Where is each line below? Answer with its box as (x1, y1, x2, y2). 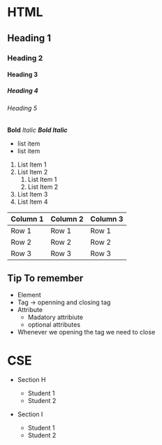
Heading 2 (7, 53, 43, 63)
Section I (17, 410, 43, 418)
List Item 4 (17, 197, 48, 206)
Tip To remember (7, 272, 84, 284)
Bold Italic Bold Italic (7, 125, 68, 134)
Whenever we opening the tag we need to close (17, 328, 156, 337)
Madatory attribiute (27, 313, 84, 322)
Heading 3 (7, 71, 38, 79)
